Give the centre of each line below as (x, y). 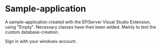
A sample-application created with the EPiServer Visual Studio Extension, (78, 22)
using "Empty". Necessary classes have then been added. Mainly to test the (80, 27)
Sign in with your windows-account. (41, 41)
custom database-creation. (32, 32)
